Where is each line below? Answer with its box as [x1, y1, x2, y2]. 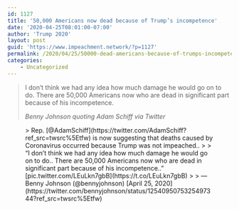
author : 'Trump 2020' [7, 30, 72, 38]
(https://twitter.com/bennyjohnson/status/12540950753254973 [25, 186, 211, 195]
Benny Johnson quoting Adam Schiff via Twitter [24, 112, 166, 121]
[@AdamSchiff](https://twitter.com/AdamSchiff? [46, 126, 187, 134]
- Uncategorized [20, 63, 69, 71]
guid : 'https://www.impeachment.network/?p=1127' [7, 44, 158, 51]
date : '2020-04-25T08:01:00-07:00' [7, 24, 113, 31]
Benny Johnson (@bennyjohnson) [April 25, [25, 179, 154, 188]
